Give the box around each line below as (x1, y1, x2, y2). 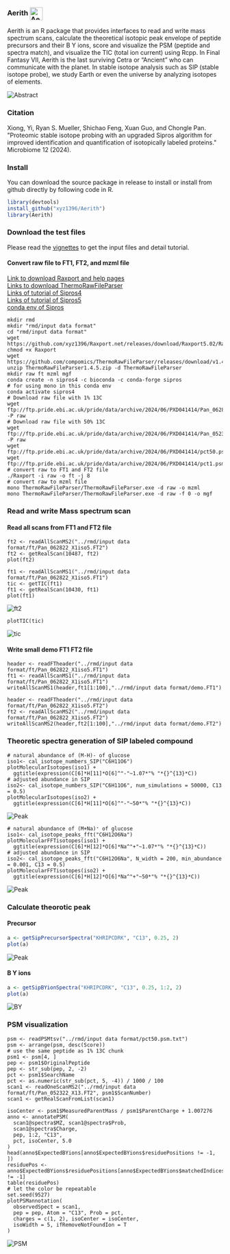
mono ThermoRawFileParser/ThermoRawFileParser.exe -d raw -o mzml (7, 484, 201, 491)
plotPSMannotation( (7, 1197, 63, 1204)
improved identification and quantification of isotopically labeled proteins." (7, 138, 217, 147)
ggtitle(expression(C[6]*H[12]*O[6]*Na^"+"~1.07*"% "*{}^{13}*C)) (13, 843, 207, 850)
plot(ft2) (7, 556, 36, 563)
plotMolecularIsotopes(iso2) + (7, 794, 97, 801)
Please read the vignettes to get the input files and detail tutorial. (7, 243, 190, 251)
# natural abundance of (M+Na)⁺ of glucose (7, 825, 133, 832)
